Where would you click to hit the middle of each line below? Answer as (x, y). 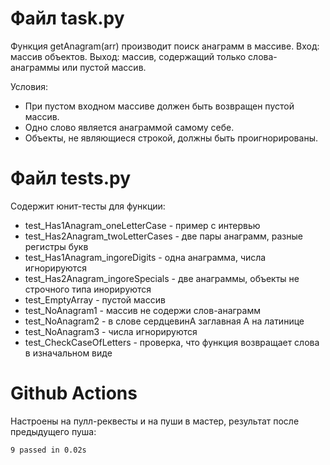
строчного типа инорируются (88, 289)
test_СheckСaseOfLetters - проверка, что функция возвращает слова (172, 342)
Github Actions (74, 393)
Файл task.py (67, 18)
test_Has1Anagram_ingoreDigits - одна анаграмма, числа (145, 257)
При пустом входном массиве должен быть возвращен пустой (159, 106)
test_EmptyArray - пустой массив (95, 299)
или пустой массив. (104, 67)
